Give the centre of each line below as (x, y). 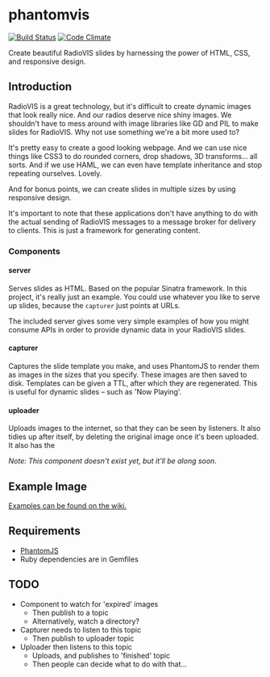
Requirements (44, 531)
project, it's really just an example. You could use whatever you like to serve (134, 297)
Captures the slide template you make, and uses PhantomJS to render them (134, 366)
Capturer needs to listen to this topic (81, 629)
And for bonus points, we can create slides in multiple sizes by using (122, 189)
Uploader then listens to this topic (76, 646)
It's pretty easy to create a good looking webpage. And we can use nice (128, 148)
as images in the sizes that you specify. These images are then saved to (128, 375)
